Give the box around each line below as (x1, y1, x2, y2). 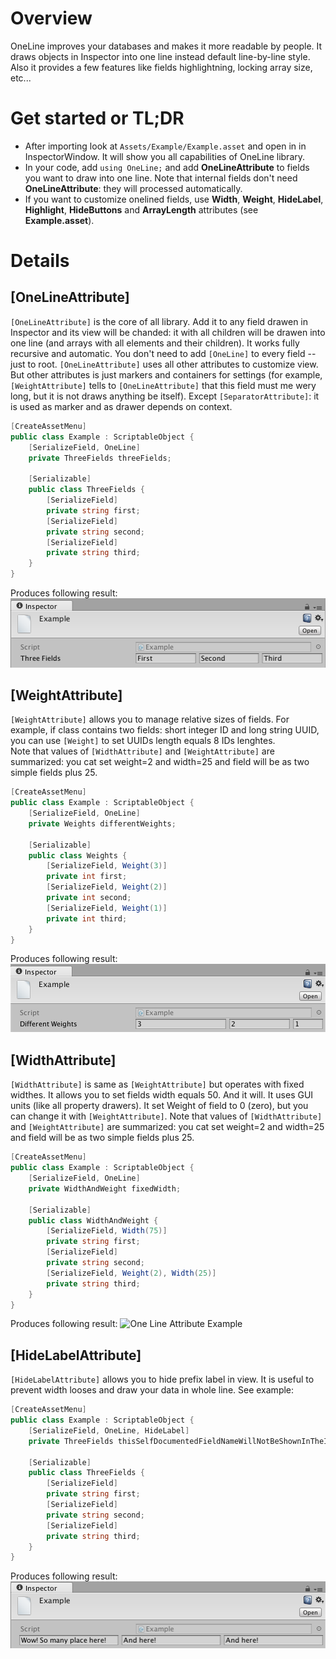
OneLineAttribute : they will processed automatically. (24, 182, 243, 194)
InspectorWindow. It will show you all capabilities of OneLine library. (24, 150, 306, 162)
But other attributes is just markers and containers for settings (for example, (10, 368, 323, 381)
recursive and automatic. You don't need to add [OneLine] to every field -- (10, 347, 317, 359)
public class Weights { (28, 850, 128, 861)
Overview (10, 7, 93, 30)
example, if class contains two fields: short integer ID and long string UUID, (10, 724, 320, 736)
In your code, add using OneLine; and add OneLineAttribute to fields (24, 161, 310, 173)
